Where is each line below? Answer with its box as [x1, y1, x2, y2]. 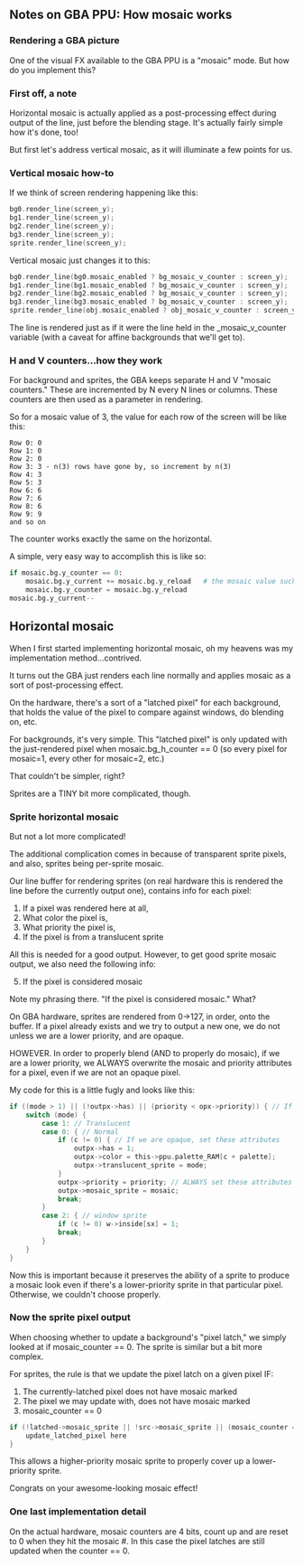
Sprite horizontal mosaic [9, 811, 119, 823]
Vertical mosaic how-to [9, 166, 115, 179]
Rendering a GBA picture [9, 34, 120, 47]
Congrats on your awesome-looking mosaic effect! [9, 1483, 198, 1494]
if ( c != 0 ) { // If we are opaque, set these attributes [57, 1136, 280, 1145]
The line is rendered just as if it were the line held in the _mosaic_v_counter [9, 323, 287, 333]
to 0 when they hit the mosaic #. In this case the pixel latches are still [9, 1535, 265, 1546]
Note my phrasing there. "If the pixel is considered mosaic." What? [9, 993, 257, 1004]
